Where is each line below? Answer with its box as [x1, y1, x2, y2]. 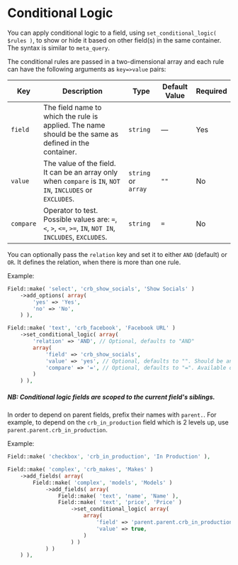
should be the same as [43, 129, 119, 139]
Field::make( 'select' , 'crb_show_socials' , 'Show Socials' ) [7, 285, 195, 292]
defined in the [43, 138, 90, 148]
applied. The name [43, 120, 106, 130]
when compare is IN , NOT [43, 176, 120, 186]
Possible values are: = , [43, 214, 118, 224]
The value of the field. [43, 158, 116, 168]
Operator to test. [43, 205, 98, 215]
